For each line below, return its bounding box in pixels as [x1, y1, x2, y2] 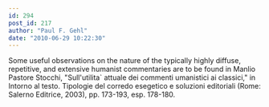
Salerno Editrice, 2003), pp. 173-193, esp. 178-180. [8, 89, 176, 100]
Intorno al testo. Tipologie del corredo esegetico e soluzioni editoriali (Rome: [8, 81, 261, 91]
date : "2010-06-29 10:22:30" [8, 34, 106, 42]
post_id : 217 [8, 19, 52, 27]
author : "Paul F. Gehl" [8, 26, 88, 34]
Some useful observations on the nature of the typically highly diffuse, [8, 56, 241, 65]
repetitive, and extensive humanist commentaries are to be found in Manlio [8, 65, 255, 74]
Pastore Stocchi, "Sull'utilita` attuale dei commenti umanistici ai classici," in [8, 73, 256, 82]
